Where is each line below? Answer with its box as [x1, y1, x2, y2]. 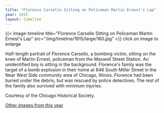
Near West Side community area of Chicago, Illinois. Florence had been [5, 72, 153, 78]
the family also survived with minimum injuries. [5, 83, 102, 89]
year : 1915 [5, 12, 28, 17]
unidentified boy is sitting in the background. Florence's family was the [5, 61, 152, 68]
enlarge [5, 41, 21, 47]
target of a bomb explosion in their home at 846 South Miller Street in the [5, 67, 157, 73]
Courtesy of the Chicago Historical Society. [5, 92, 95, 98]
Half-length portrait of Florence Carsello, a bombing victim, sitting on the [5, 51, 156, 57]
